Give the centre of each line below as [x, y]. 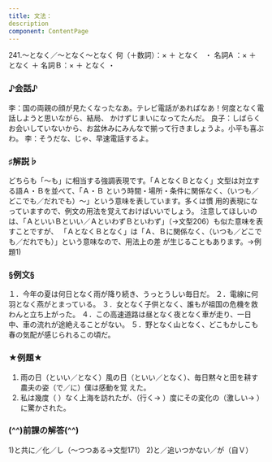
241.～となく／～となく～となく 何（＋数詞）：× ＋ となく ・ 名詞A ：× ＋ [132, 55]
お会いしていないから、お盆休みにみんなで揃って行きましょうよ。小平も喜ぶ [136, 128]
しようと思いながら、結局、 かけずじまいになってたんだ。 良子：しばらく [138, 118]
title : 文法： [30, 16]
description [28, 24]
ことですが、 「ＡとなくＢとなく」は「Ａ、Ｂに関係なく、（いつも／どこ [135, 231]
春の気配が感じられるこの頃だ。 [62, 335]
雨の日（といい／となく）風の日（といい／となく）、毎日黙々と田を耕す [139, 377]
